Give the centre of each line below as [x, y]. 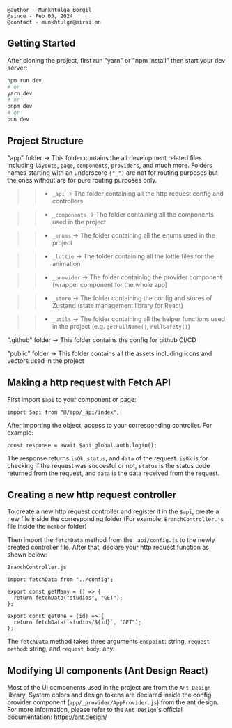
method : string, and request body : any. [61, 649]
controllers [68, 201]
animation [66, 263]
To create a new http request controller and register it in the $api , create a [113, 511]
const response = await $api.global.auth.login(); [82, 445]
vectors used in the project [46, 361]
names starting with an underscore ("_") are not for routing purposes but [113, 172]
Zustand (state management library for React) [117, 305]
